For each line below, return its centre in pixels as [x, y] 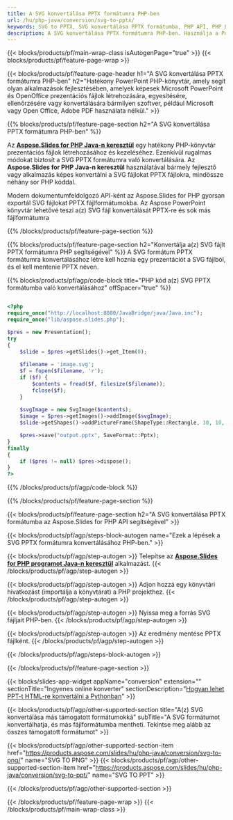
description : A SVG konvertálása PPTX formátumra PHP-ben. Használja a [113, 33]
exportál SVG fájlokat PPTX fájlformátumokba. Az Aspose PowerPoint [106, 203]
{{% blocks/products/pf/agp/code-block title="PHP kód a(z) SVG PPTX [109, 281]
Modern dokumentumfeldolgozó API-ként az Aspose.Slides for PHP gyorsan [116, 196]
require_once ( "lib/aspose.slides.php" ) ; [67, 320]
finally [18, 448]
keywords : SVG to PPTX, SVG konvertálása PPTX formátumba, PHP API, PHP [114, 26]
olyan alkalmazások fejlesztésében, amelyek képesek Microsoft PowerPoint [115, 88]
